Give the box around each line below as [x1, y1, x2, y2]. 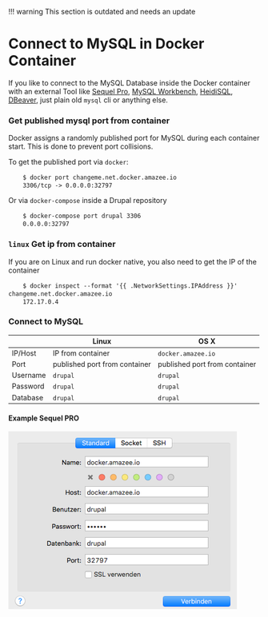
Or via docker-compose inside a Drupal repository [8, 196, 167, 205]
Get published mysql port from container [8, 115, 170, 126]
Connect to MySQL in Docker [8, 35, 205, 53]
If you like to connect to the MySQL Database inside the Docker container [8, 78, 250, 87]
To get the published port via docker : [8, 157, 130, 167]
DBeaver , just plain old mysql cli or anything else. [8, 95, 168, 105]
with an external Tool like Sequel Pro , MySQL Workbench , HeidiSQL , [8, 86, 234, 96]
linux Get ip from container [8, 239, 116, 250]
